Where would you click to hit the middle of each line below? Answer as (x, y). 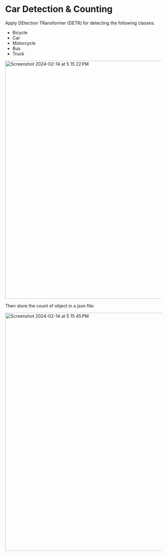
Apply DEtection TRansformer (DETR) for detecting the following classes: (80, 23)
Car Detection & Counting (59, 9)
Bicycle (20, 32)
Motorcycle (24, 43)
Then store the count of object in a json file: (50, 306)
